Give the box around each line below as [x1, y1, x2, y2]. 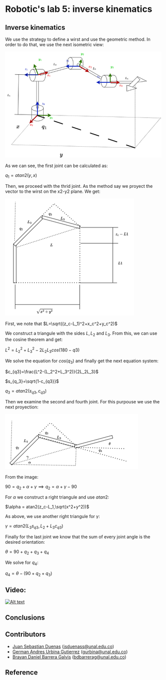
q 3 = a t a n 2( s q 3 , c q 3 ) [5, 388, 47, 395]
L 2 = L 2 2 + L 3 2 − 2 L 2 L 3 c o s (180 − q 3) [5, 346, 80, 354]
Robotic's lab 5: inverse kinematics [5, 3, 153, 15]
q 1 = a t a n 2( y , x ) [5, 172, 37, 179]
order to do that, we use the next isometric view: [5, 42, 104, 48]
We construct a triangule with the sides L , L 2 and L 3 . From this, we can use [5, 330, 158, 338]
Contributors [5, 630, 46, 639]
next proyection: [5, 404, 39, 410]
